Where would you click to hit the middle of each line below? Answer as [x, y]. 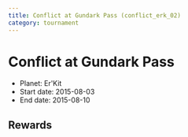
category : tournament [44, 23]
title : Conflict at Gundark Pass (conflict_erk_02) [94, 15]
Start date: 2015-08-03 [57, 92]
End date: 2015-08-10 [55, 100]
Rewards [30, 125]
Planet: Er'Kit [41, 83]
